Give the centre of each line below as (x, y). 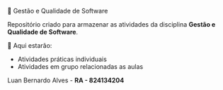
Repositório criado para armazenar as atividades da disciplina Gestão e (111, 24)
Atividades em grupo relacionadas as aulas (80, 66)
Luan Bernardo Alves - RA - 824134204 (66, 80)
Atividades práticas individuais (62, 59)
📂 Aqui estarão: (30, 45)
